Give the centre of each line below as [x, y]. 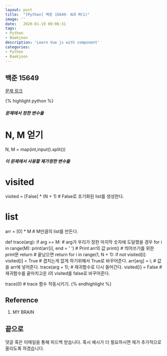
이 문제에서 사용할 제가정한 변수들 [38, 161]
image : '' [16, 19]
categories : [18, 47]
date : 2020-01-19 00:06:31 [36, 24]
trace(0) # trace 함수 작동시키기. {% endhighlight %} [58, 284]
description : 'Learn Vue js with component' [52, 43]
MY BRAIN [23, 312]
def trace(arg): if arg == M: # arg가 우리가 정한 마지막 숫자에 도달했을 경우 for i [83, 242]
